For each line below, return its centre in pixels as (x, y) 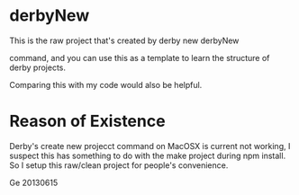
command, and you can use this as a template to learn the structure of (140, 58)
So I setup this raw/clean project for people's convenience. (119, 165)
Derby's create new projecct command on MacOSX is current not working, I (150, 146)
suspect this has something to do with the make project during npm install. (148, 155)
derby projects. (37, 67)
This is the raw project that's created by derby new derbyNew (124, 40)
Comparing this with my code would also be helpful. (106, 84)
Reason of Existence (87, 121)
